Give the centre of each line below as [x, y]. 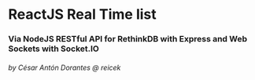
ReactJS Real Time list [83, 15]
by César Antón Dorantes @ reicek [65, 67]
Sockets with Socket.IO [54, 49]
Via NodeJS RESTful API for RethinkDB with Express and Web [128, 39]
